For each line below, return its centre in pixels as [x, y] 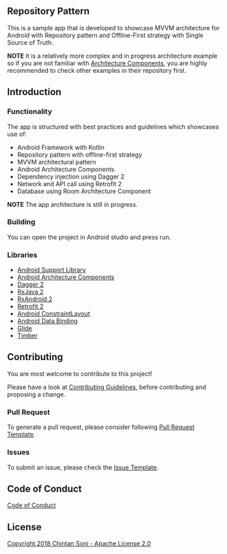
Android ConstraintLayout [54, 314]
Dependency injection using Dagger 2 [71, 176]
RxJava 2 [30, 292]
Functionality [30, 111]
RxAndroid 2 [35, 299]
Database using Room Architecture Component [84, 191]
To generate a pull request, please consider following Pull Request [101, 427]
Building [21, 222]
